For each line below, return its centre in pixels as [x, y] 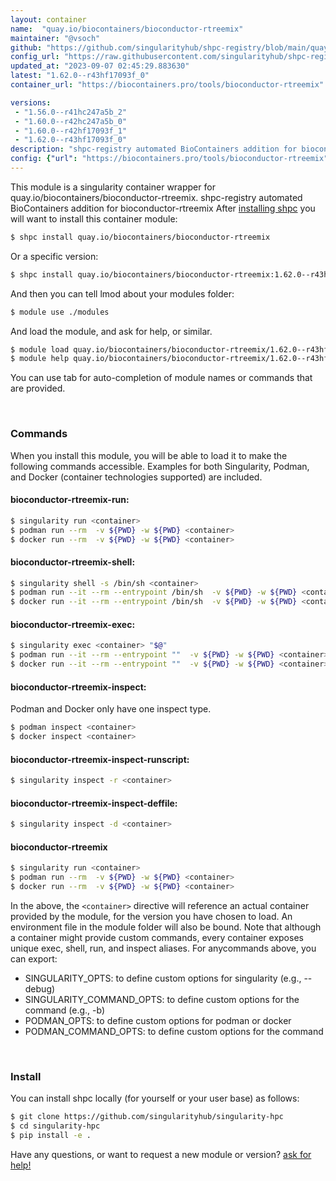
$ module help [40, 359]
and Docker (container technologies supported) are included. [136, 477]
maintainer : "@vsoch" [55, 38]
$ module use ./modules [60, 312]
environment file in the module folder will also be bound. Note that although [166, 927]
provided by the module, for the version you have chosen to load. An [151, 916]
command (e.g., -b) [65, 1010]
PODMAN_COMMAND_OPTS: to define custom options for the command [174, 1031]
